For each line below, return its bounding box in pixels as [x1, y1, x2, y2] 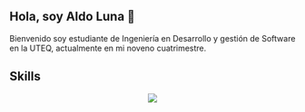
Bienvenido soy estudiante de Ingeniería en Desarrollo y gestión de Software [9, 33, 296, 43]
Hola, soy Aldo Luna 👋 [9, 9, 136, 24]
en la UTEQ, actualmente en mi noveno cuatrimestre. [9, 42, 207, 53]
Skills [9, 69, 41, 84]
